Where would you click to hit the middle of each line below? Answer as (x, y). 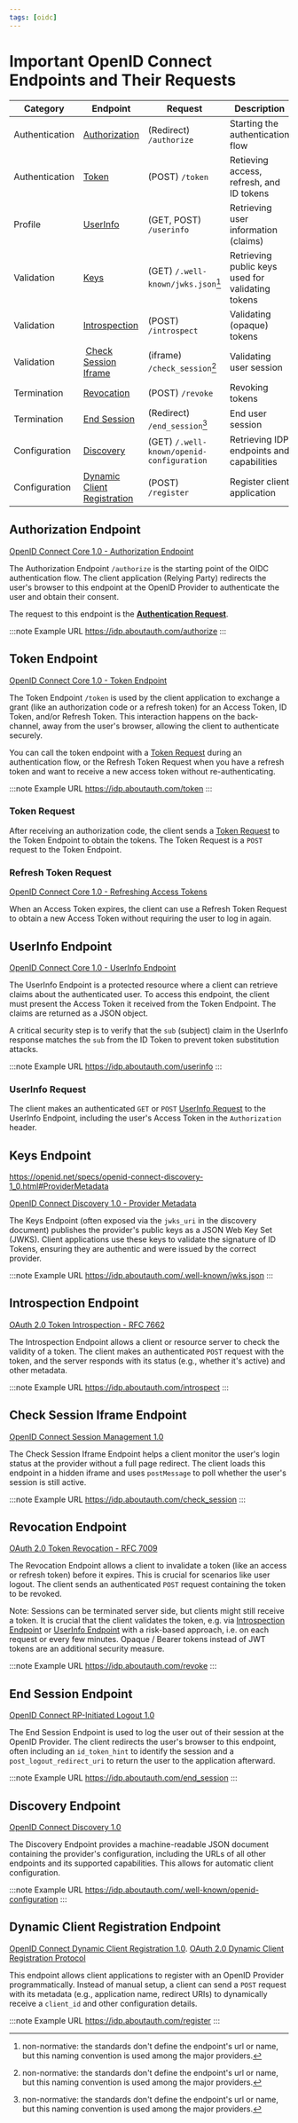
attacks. (24, 1049)
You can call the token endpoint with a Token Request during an (125, 752)
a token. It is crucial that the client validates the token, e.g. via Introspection (147, 1621)
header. (23, 1128)
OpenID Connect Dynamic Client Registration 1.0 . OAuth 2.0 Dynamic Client (147, 1948)
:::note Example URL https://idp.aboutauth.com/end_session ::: (123, 1778)
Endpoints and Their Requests (123, 80)
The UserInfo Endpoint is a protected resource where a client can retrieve (144, 985)
